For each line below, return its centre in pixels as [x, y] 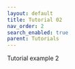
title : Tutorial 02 [35, 20]
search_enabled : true [38, 32]
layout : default [30, 13]
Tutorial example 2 [33, 58]
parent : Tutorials [33, 39]
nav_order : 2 [26, 26]
